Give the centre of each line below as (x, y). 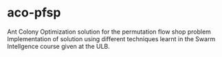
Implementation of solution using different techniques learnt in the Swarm (111, 38)
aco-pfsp (34, 13)
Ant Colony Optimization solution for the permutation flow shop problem (109, 32)
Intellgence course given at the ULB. (58, 46)
